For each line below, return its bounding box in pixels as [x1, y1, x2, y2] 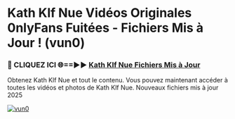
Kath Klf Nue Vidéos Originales [7, 5, 192, 21]
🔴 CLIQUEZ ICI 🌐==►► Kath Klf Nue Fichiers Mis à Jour [7, 60, 201, 70]
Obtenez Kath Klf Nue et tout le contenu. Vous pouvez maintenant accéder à [7, 76, 228, 84]
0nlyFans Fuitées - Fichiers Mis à [7, 20, 204, 36]
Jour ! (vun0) [7, 35, 86, 51]
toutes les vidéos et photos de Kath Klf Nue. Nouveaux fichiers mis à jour [7, 83, 219, 92]
